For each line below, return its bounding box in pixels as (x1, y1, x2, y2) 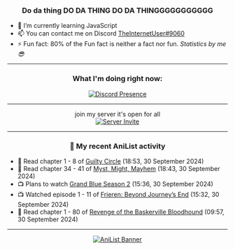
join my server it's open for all (74, 110, 161, 118)
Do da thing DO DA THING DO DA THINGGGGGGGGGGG (22, 6, 213, 15)
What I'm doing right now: (72, 74, 163, 84)
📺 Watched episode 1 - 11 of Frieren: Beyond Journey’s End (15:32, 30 (17, 190, 220, 198)
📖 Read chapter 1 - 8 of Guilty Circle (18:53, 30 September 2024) (17, 156, 204, 166)
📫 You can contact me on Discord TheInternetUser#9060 (17, 29, 185, 38)
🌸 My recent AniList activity (69, 141, 166, 151)
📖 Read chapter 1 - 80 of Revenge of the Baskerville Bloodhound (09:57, (17, 207, 225, 216)
